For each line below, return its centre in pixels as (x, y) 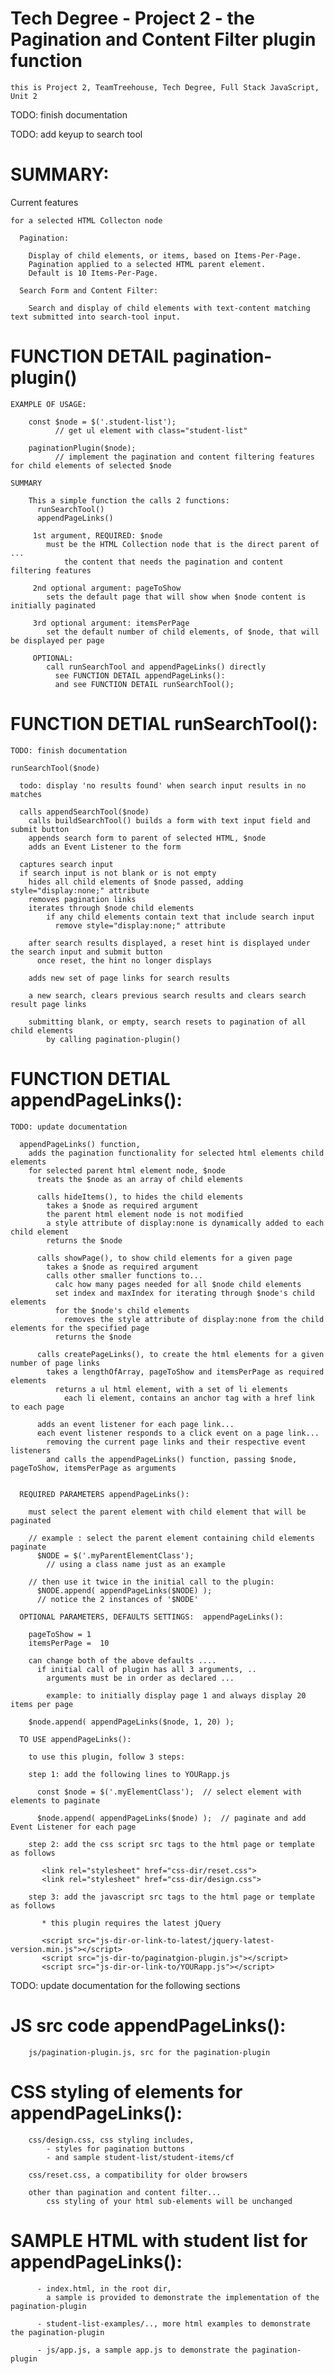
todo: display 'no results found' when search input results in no (163, 785)
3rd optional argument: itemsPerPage (111, 623)
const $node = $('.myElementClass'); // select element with (169, 1792)
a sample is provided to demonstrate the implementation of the (183, 2297)
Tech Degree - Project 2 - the (132, 18)
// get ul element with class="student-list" (151, 430)
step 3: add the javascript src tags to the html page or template (171, 1897)
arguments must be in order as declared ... (140, 1678)
